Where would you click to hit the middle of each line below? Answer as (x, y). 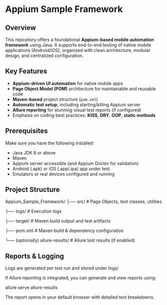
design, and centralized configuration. (44, 55)
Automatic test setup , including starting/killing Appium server (76, 104)
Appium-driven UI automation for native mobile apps (68, 83)
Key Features (26, 71)
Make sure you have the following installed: (50, 143)
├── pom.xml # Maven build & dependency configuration (64, 230)
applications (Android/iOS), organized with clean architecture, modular (78, 50)
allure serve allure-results (31, 287)
